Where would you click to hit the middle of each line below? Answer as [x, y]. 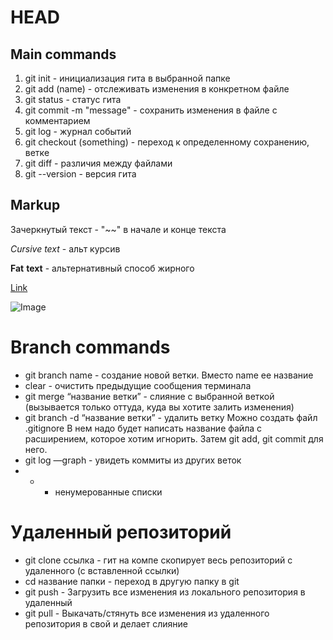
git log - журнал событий [78, 131]
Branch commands [90, 347]
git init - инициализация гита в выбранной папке [127, 78]
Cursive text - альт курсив [65, 248]
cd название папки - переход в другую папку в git [132, 581]
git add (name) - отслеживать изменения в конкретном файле [157, 89]
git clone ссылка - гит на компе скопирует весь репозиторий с [158, 560]
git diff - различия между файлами [98, 163]
